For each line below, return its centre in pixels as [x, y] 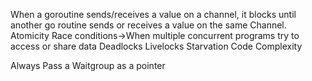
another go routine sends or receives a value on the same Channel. [148, 25]
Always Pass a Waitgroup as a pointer [88, 65]
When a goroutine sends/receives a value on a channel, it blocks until [153, 14]
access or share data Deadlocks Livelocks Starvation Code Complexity [156, 46]
